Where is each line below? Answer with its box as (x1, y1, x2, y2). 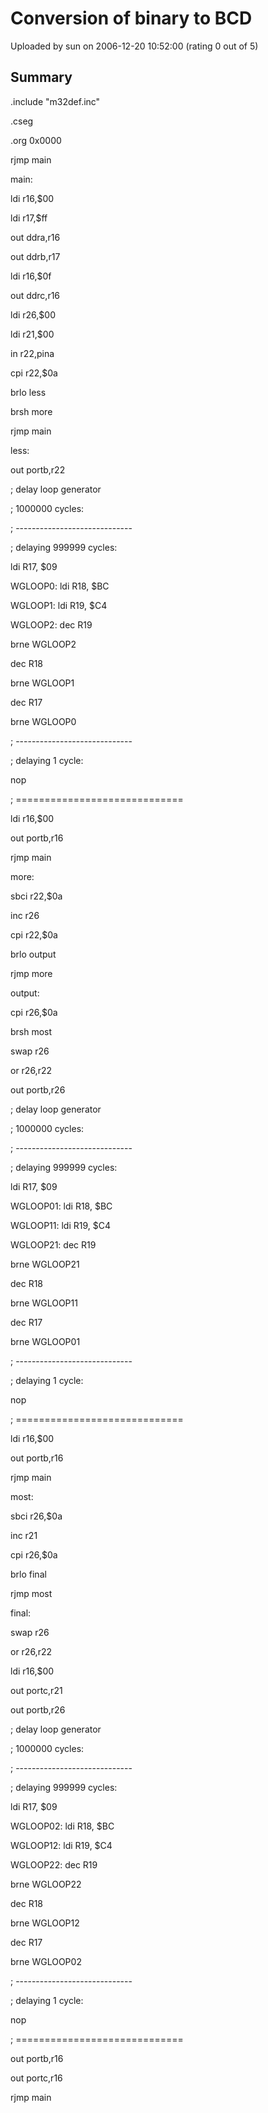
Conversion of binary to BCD (10, 7, 253, 30)
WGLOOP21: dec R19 (10, 1238, 97, 1251)
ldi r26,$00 (10, 308, 56, 321)
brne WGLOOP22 (10, 1878, 82, 1890)
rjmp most (10, 1587, 53, 1599)
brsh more (10, 405, 53, 417)
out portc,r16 (10, 2072, 63, 2084)
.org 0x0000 (10, 134, 62, 146)
